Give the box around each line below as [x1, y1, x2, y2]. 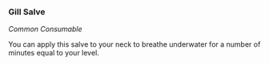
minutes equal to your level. [8, 48, 100, 58]
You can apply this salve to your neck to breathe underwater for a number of [8, 40, 261, 49]
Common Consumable [8, 25, 82, 34]
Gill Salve [8, 6, 46, 17]
